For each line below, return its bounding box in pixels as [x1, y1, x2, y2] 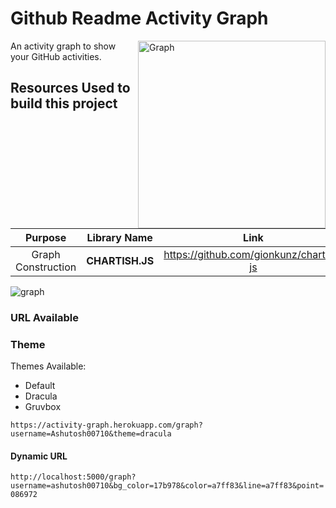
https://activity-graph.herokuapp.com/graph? [10, 420, 203, 431]
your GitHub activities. [10, 50, 102, 62]
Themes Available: [10, 360, 87, 372]
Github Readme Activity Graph [10, 7, 269, 30]
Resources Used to [10, 80, 131, 97]
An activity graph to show [10, 40, 117, 52]
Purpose [24, 230, 67, 244]
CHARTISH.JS [86, 253, 155, 267]
